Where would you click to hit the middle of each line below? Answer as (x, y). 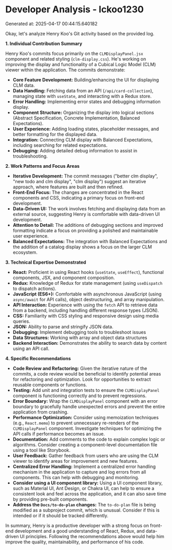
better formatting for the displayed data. (55, 134)
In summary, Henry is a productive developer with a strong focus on (77, 525)
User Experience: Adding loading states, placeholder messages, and (86, 129)
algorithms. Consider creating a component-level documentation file (85, 444)
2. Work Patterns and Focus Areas (42, 166)
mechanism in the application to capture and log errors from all (79, 472)
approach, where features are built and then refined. (68, 187)
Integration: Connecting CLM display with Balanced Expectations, (83, 140)
